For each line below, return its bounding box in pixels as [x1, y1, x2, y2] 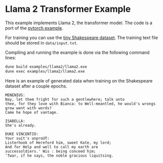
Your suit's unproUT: [5, 136, 50, 141]
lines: [5, 54, 16, 60]
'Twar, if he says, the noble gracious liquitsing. [5, 153, 114, 158]
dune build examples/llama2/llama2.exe [5, 64, 87, 69]
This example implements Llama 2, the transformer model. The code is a [5, 20, 153, 26]
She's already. [5, 122, 37, 128]
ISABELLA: [5, 119, 26, 123]
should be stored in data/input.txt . [5, 40, 78, 45]
